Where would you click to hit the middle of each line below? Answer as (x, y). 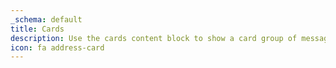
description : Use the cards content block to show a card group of (154, 38)
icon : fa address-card (57, 47)
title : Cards (37, 29)
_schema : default (46, 19)
